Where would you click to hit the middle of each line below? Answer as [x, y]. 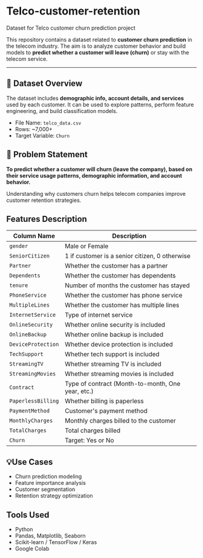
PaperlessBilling [34, 401]
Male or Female [86, 246]
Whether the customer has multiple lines [122, 305]
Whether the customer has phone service [124, 296]
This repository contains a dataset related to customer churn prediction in [99, 39]
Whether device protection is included [119, 345]
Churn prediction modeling [48, 476]
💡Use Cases [30, 462]
